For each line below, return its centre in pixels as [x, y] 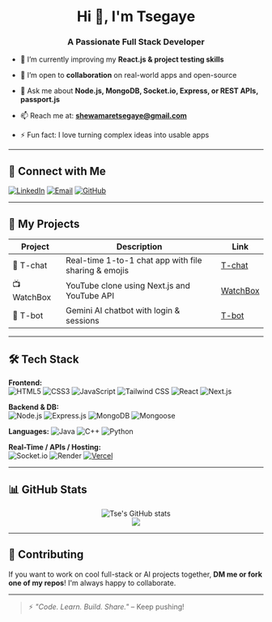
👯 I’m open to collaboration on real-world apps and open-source [128, 75]
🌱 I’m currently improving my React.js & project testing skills [122, 59]
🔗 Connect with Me [57, 171]
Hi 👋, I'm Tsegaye [136, 17]
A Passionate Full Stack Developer [136, 42]
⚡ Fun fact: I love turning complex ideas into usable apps [115, 135]
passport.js [40, 100]
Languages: [29, 431]
